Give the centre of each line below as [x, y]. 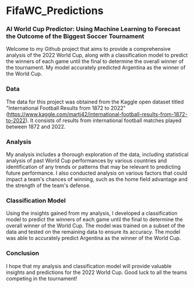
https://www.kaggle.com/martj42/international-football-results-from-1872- [98, 114]
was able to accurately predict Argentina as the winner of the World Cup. [94, 238]
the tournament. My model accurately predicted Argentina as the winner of [96, 68]
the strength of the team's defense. [49, 186]
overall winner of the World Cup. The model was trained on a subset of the [96, 225]
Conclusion [23, 254]
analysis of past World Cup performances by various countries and [87, 161]
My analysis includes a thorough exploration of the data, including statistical [97, 155]
